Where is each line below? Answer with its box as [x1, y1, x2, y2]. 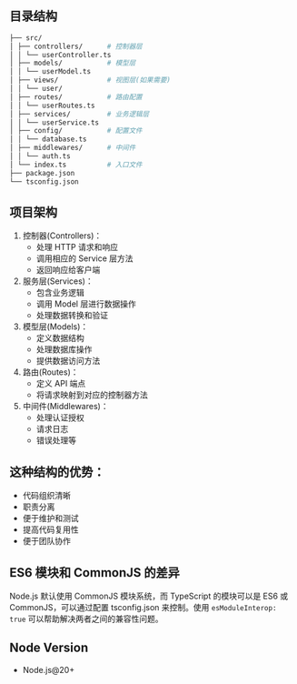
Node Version [9, 640, 89, 656]
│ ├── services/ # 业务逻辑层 [9, 109, 150, 118]
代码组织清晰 [22, 490, 71, 501]
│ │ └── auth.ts [9, 152, 71, 161]
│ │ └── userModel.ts [9, 67, 92, 76]
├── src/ [9, 33, 43, 43]
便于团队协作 [22, 536, 71, 547]
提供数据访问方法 [35, 356, 101, 367]
